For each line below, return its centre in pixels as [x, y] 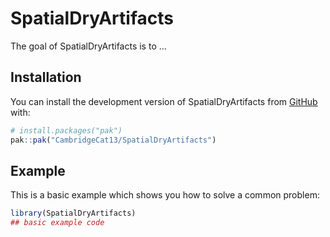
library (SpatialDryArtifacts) [73, 213]
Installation [46, 77]
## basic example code [57, 223]
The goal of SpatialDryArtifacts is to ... [88, 46]
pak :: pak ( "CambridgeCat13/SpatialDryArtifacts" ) [113, 140]
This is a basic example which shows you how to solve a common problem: [165, 195]
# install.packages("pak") [66, 130]
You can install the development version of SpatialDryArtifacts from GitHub [164, 101]
